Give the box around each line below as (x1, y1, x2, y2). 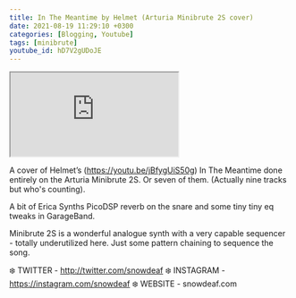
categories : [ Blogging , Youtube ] (9, 30, 134, 38)
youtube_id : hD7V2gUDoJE (9, 47, 102, 55)
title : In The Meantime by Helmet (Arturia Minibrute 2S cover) (9, 13, 254, 22)
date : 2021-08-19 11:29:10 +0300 (9, 21, 134, 30)
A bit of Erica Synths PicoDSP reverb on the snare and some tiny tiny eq (9, 201, 275, 212)
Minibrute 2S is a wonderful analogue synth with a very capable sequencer (9, 228, 286, 239)
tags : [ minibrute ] (9, 38, 78, 47)
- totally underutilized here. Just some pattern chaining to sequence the (9, 238, 275, 249)
